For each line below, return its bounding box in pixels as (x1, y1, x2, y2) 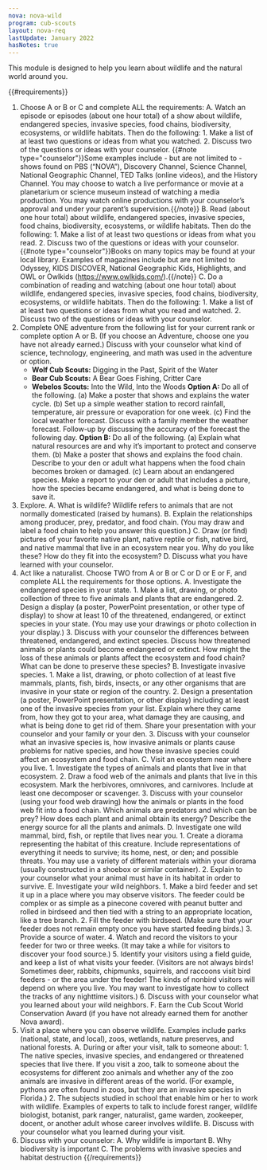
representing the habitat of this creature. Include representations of (19, 839, 241, 849)
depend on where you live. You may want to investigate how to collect (19, 984, 250, 993)
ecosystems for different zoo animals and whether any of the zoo (19, 1068, 234, 1078)
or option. (19, 356, 52, 367)
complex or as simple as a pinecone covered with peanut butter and (19, 898, 242, 909)
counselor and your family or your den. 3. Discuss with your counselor (19, 729, 250, 739)
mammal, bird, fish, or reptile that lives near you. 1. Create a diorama (19, 830, 244, 841)
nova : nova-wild (8, 11, 62, 20)
